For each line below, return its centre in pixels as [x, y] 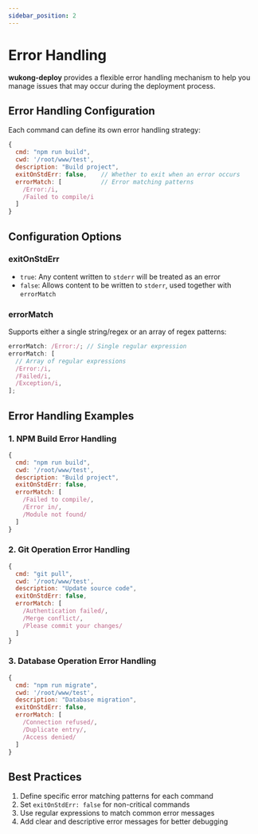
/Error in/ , [42, 507]
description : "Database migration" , [76, 700]
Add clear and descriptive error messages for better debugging [124, 822]
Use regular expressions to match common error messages [117, 813]
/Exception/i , [39, 383]
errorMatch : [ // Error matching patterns [105, 182]
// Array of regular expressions [71, 361]
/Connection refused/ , [60, 723]
